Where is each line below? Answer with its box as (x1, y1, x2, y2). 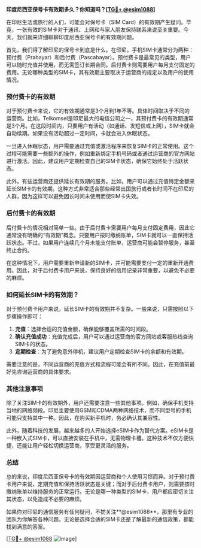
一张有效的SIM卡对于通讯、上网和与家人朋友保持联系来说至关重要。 (16, 26, 184, 33)
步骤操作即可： (6, 313, 43, 320)
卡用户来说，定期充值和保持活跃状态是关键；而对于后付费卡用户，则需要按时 (6, 480, 195, 488)
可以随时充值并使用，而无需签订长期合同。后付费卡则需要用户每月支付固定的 (6, 61, 195, 68)
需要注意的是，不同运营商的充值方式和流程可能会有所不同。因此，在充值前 (6, 361, 190, 368)
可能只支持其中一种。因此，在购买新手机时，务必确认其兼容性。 (6, 414, 163, 422)
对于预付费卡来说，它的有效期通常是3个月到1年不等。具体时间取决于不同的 (6, 107, 190, 114)
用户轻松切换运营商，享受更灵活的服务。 (32, 442, 132, 449)
